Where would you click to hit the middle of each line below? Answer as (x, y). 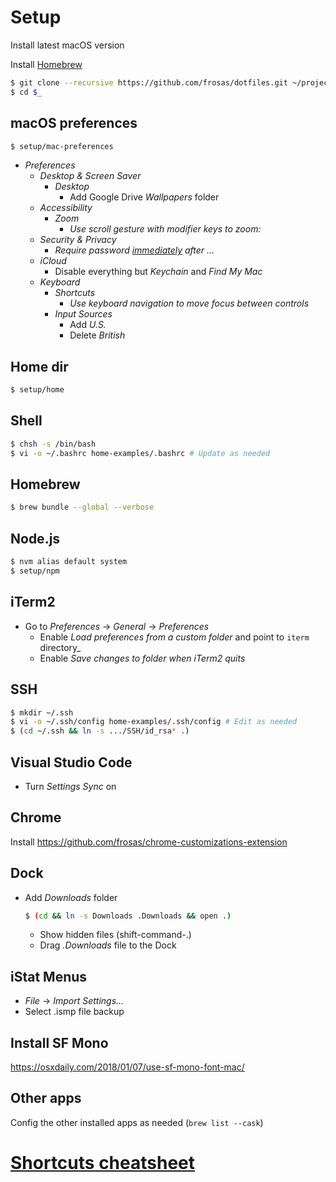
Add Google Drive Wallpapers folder (144, 197)
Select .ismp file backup (74, 1012)
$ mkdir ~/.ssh (42, 712)
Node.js (35, 538)
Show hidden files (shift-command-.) (115, 935)
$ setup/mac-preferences (62, 146)
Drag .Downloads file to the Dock (108, 945)
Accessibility (66, 208)
